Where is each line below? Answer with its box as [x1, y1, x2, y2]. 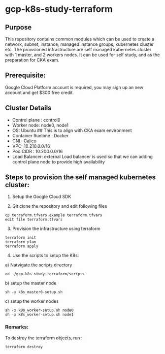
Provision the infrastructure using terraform [12, 225, 100, 232]
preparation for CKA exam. [5, 57, 60, 63]
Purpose [5, 23, 32, 32]
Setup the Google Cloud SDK [12, 193, 71, 200]
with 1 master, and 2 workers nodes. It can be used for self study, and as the [5, 52, 160, 58]
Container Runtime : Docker [12, 132, 69, 138]
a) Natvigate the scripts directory [5, 262, 72, 268]
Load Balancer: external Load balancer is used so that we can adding [12, 154, 153, 160]
